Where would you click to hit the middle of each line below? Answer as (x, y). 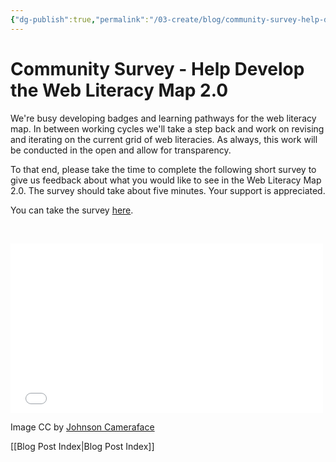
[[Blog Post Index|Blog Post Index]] (82, 446)
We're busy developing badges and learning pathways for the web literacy (163, 118)
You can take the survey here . (72, 210)
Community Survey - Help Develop (157, 68)
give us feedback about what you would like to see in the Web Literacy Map (166, 180)
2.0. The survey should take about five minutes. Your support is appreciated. (168, 190)
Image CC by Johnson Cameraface (82, 427)
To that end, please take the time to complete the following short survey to (163, 169)
